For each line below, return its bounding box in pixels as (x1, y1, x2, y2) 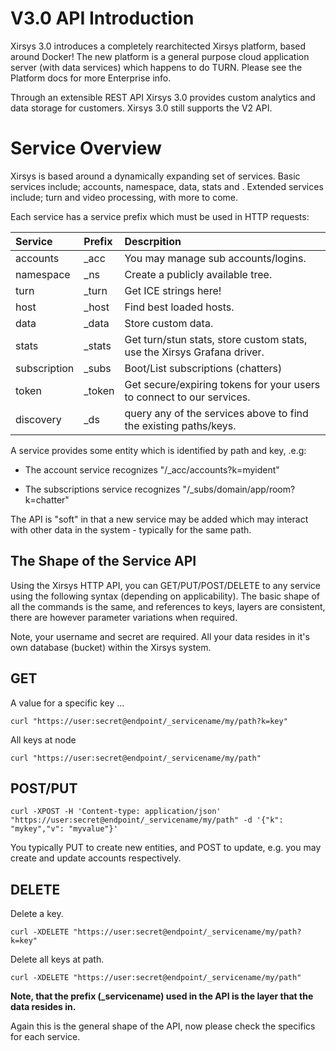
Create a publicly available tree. (124, 267, 273, 281)
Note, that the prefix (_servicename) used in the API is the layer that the (10, 990, 314, 1002)
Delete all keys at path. (10, 953, 105, 966)
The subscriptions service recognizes (24, 483, 181, 495)
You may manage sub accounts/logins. (124, 251, 307, 265)
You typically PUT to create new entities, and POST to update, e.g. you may (10, 842, 322, 854)
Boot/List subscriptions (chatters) (124, 361, 283, 375)
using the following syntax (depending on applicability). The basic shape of (10, 590, 321, 602)
